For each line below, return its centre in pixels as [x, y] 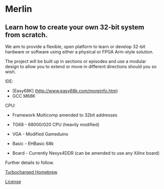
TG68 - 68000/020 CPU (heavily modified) [56, 124]
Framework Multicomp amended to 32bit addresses [65, 115]
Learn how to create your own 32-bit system [75, 27]
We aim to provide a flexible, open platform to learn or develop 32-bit [75, 47]
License [13, 182]
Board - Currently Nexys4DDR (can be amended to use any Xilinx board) [86, 153]
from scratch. [26, 35]
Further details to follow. [30, 162]
